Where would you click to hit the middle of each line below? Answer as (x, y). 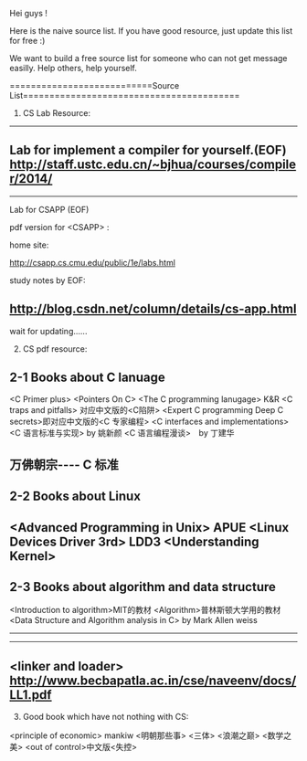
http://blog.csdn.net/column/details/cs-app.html (153, 309)
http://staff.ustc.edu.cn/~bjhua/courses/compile (153, 165)
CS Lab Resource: (57, 113)
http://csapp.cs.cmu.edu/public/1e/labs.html (93, 262)
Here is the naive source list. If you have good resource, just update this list (151, 31)
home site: (29, 245)
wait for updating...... (48, 331)
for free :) (27, 41)
